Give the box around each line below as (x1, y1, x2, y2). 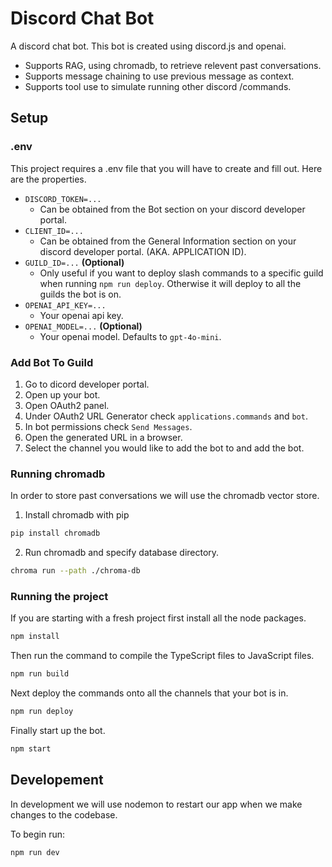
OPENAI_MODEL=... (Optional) (24, 320, 143, 332)
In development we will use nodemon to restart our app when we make (10, 798, 303, 810)
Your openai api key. (39, 309, 124, 321)
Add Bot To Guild (10, 355, 94, 369)
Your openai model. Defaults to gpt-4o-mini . (39, 330, 222, 342)
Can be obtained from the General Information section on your (39, 235, 297, 247)
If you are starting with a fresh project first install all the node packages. (10, 612, 307, 624)
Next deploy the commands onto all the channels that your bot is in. (10, 687, 289, 699)
